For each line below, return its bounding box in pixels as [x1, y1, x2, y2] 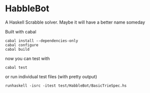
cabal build [5, 47, 30, 52]
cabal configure [5, 42, 38, 47]
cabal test [5, 65, 28, 70]
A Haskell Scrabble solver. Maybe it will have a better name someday [5, 19, 146, 25]
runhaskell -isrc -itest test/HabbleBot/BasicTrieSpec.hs [5, 83, 127, 88]
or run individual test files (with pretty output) [5, 73, 97, 79]
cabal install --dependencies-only [5, 38, 78, 43]
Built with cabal [5, 29, 37, 34]
